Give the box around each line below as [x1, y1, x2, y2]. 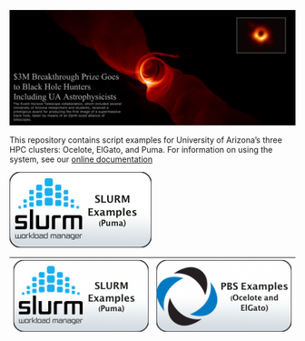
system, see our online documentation [9, 154, 152, 165]
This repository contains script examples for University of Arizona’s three [9, 135, 283, 145]
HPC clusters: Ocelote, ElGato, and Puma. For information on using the [9, 145, 273, 155]
